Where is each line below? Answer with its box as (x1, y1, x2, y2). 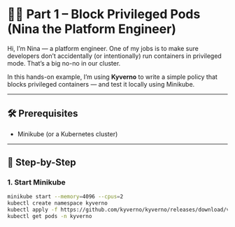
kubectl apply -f (7, 206, 58, 214)
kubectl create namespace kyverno (7, 200, 108, 207)
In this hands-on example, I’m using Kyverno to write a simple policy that (7, 73, 218, 81)
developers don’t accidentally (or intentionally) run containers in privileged (7, 52, 222, 60)
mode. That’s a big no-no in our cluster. (7, 59, 121, 67)
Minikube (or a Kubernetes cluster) (17, 129, 118, 138)
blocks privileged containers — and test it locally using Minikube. (7, 80, 195, 88)
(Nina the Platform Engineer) (7, 21, 177, 37)
